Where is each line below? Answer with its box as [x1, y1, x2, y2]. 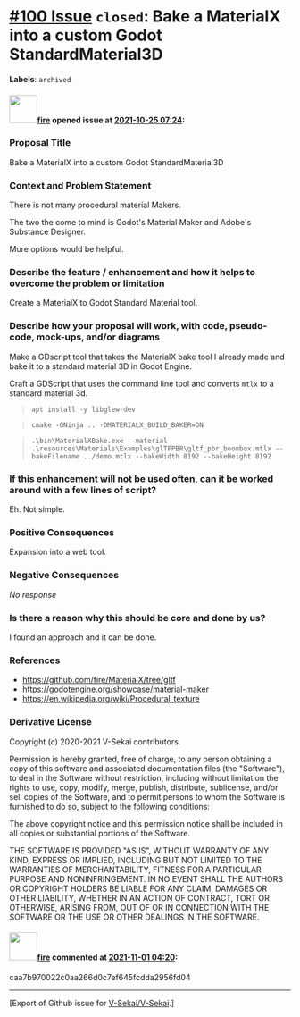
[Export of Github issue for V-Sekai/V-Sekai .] [9, 997, 175, 1008]
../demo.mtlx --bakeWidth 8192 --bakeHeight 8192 [83, 451, 272, 461]
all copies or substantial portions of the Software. [9, 828, 190, 838]
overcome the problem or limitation [9, 277, 165, 290]
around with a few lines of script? [9, 483, 157, 496]
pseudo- [229, 320, 268, 332]
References [9, 654, 61, 667]
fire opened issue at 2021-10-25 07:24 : [37, 114, 186, 125]
